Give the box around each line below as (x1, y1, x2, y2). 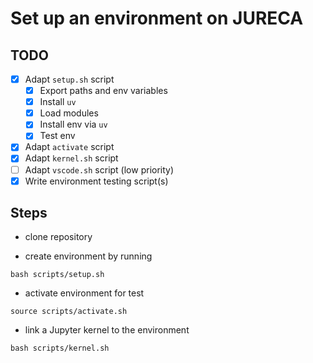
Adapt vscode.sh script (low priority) (24, 163, 175, 176)
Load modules (39, 107, 99, 119)
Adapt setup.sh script (24, 73, 115, 85)
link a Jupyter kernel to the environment (24, 324, 190, 336)
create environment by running (24, 250, 153, 262)
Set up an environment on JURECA (10, 7, 304, 30)
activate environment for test (24, 287, 145, 299)
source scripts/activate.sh (10, 307, 128, 317)
